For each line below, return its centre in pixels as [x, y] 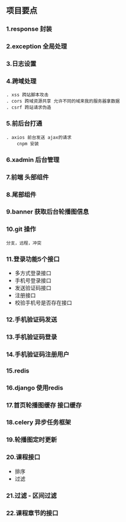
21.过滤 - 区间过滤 [32, 495]
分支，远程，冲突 [24, 243]
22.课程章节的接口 [32, 513]
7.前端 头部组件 [28, 177]
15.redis [18, 371]
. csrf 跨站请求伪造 [29, 108]
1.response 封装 [29, 29]
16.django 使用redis [35, 387]
